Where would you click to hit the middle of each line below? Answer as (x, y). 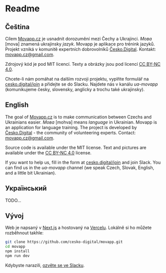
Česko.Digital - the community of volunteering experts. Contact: (71, 133)
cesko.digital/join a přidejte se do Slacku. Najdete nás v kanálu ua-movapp (82, 84)
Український (26, 188)
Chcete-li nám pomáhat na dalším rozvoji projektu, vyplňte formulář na (77, 79)
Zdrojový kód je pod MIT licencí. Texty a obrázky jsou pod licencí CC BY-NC (83, 64)
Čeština (17, 27)
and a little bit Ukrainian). (30, 173)
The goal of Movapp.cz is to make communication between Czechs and (79, 117)
